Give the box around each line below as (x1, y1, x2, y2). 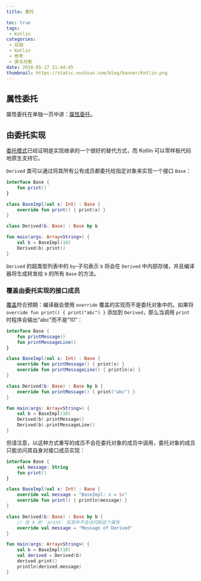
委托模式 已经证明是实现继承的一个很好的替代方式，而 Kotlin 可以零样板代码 (6, 147, 191, 154)
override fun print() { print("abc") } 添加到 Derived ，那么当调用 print (6, 309, 190, 316)
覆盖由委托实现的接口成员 (6, 286, 80, 295)
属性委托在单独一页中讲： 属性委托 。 (6, 110, 96, 118)
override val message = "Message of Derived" (17, 525, 133, 531)
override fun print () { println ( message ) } (17, 498, 128, 504)
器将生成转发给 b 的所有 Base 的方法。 (6, 269, 100, 277)
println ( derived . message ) (17, 564, 82, 570)
